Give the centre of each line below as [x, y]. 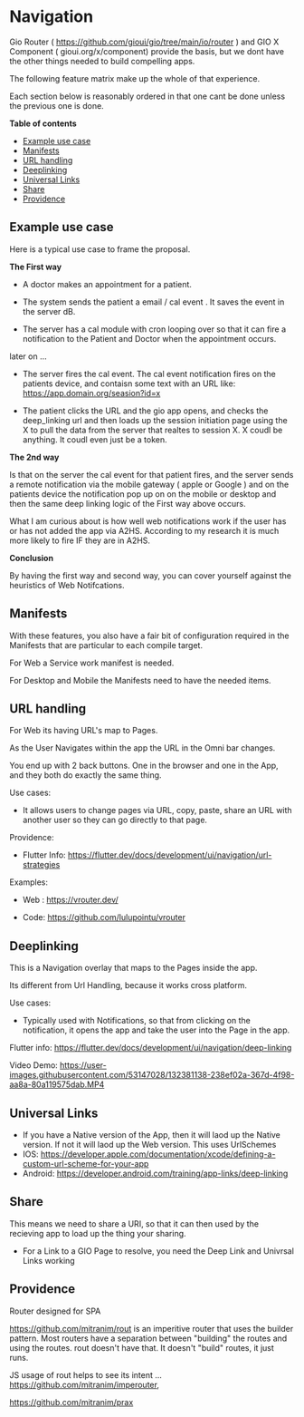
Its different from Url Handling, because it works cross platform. [128, 985]
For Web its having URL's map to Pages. [84, 731]
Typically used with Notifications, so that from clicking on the [136, 1021]
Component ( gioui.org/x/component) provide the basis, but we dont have [147, 51]
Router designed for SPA [55, 1311]
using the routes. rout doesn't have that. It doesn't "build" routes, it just [142, 1347]
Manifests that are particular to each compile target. [106, 645]
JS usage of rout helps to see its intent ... [86, 1374]
